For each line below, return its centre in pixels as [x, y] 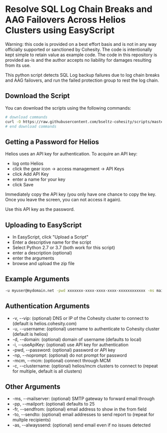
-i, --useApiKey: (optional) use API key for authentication [70, 344]
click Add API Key [30, 174]
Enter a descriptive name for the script [52, 242]
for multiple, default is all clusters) [47, 371]
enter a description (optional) [42, 253]
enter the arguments [33, 258]
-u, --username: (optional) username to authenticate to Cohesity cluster [86, 329]
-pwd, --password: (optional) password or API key [64, 350]
